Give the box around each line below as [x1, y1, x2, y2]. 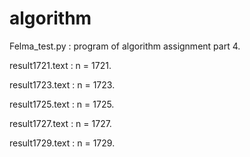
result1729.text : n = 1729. [9, 137, 116, 149]
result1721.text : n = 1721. [9, 59, 112, 71]
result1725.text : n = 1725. [9, 98, 115, 110]
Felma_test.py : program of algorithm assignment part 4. [9, 40, 241, 52]
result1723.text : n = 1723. [9, 78, 116, 91]
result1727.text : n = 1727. [9, 117, 112, 129]
